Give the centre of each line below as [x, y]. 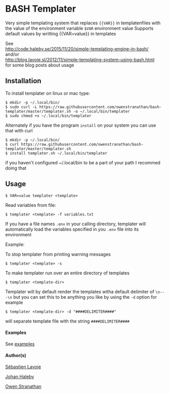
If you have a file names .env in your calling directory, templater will [75, 224]
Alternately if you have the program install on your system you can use [81, 125]
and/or [12, 54]
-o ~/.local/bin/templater [101, 111]
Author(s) [16, 355]
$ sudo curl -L [21, 107]
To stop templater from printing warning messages [58, 254]
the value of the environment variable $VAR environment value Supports [79, 28]
